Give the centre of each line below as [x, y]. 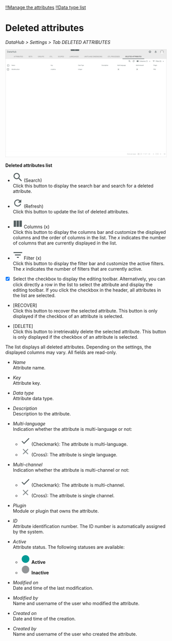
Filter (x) [33, 258]
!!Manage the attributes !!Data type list [46, 7]
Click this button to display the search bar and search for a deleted [83, 186]
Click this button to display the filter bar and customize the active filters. [89, 263]
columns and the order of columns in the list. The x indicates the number [89, 238]
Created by [25, 629]
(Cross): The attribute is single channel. [73, 496]
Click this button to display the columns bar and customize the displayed [89, 232]
